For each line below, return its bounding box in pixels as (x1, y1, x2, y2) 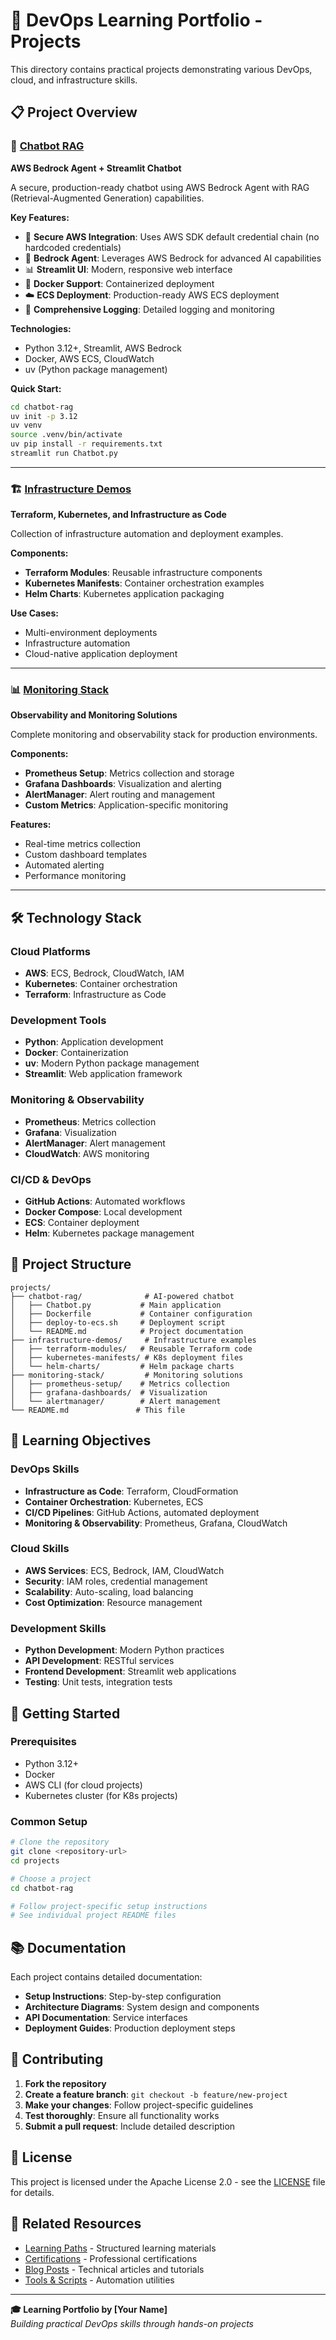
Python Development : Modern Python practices (24, 1644, 225, 1656)
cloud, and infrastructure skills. (10, 74, 138, 86)
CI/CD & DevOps (10, 1172, 92, 1186)
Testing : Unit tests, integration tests (24, 1676, 173, 1688)
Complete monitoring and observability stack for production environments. (10, 729, 318, 741)
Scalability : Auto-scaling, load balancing (24, 1585, 194, 1598)
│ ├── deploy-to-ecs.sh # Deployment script (10, 1317, 226, 1328)
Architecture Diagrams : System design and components (24, 2001, 260, 2013)
